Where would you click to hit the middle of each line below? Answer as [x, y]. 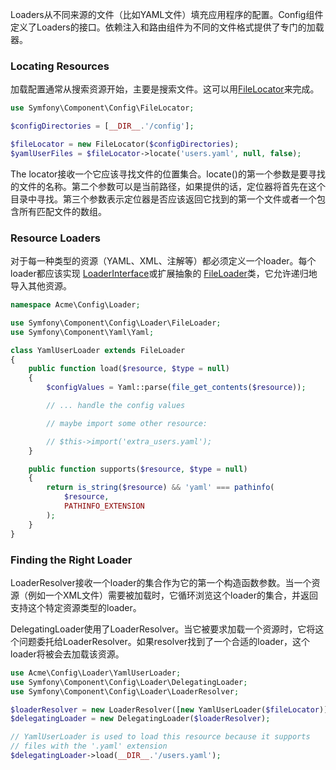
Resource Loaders [55, 238]
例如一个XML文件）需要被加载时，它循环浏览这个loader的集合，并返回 [172, 595]
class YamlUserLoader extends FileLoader [98, 350]
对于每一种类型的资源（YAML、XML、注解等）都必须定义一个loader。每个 [163, 261]
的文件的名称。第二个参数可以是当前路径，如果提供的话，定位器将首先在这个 [168, 186]
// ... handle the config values [116, 406]
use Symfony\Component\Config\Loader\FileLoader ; [116, 323]
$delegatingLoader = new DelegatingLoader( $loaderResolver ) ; [140, 719]
